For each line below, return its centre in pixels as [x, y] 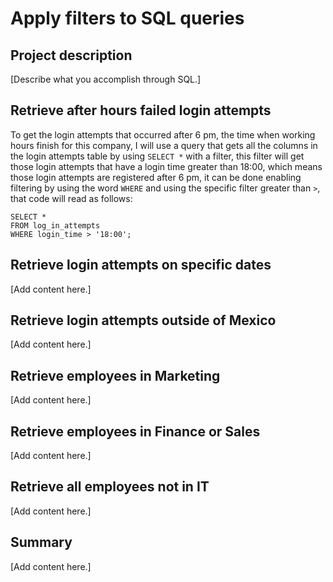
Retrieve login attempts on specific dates [141, 265]
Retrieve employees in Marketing [115, 375]
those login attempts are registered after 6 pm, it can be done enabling [156, 177]
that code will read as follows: [71, 198]
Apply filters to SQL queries [127, 18]
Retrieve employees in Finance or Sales [135, 431]
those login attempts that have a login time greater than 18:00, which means [166, 166]
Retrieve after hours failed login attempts [141, 110]
